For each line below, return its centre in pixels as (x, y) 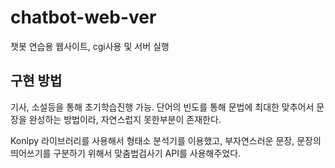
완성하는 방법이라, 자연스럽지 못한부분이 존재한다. (125, 119)
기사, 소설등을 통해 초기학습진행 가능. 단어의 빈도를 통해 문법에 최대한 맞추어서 (162, 107)
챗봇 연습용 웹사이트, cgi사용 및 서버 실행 (90, 46)
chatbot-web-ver (83, 17)
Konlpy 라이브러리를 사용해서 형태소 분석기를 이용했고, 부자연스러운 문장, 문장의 (166, 140)
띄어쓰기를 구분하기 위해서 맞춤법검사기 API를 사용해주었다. (126, 153)
